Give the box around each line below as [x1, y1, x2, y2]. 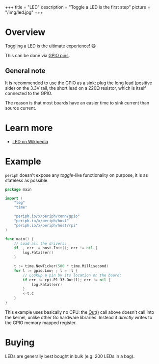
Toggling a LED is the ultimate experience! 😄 [5, 43, 96, 49]
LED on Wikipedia [12, 138, 48, 144]
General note [5, 66, 46, 75]
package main [5, 187, 32, 192]
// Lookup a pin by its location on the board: [23, 273, 122, 278]
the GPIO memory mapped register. [5, 320, 77, 326]
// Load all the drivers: [14, 241, 67, 246]
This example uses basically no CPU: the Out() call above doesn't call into [5, 309, 155, 315]
